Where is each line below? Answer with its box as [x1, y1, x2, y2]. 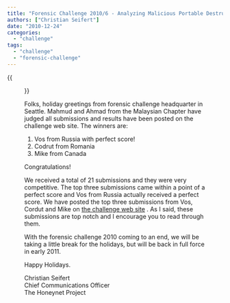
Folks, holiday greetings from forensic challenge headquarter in [24, 100, 203, 108]
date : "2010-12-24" [7, 23, 63, 29]
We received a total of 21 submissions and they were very [24, 176, 187, 184]
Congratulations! [24, 162, 71, 171]
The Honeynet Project [24, 288, 86, 296]
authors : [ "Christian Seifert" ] [7, 16, 99, 23]
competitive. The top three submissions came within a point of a [24, 183, 205, 192]
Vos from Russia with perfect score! [34, 135, 136, 143]
